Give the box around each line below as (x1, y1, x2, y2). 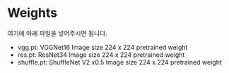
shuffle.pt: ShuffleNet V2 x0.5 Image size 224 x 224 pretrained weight (17, 58, 222, 66)
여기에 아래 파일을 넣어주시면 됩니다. (7, 29, 107, 37)
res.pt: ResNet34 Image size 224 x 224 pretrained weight (17, 51, 185, 59)
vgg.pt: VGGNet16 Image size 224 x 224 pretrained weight (17, 43, 188, 51)
